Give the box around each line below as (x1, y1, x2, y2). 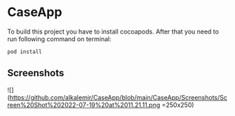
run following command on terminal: (7, 34, 112, 43)
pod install (7, 48, 42, 55)
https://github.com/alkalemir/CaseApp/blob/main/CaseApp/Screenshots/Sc (9, 93, 228, 101)
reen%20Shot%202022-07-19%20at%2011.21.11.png (7, 101, 161, 109)
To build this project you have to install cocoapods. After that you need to (7, 27, 220, 36)
